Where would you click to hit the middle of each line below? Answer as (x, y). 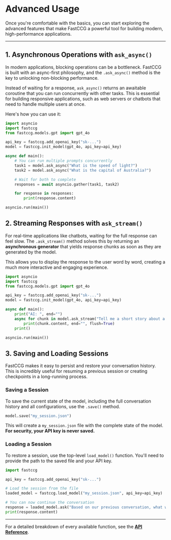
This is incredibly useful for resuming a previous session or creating (76, 371)
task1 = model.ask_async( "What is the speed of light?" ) (76, 166)
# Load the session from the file (42, 488)
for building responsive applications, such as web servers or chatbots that (83, 99)
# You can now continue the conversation (50, 503)
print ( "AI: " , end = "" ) (38, 314)
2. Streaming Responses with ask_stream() (74, 224)
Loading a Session (28, 444)
